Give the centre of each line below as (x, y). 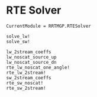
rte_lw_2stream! (26, 72)
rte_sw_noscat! (25, 83)
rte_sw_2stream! (26, 88)
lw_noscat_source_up (32, 57)
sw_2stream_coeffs (29, 77)
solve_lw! (18, 36)
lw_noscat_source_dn (32, 62)
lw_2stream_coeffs (29, 52)
